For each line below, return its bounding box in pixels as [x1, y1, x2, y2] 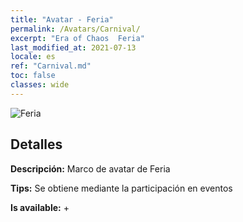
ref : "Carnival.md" [10, 61, 92, 71]
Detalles [10, 136, 63, 153]
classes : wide [10, 80, 70, 90]
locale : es [10, 52, 56, 62]
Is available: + [10, 201, 70, 213]
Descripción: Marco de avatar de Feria [10, 162, 171, 175]
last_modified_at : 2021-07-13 [10, 42, 137, 53]
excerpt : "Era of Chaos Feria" [10, 33, 145, 43]
